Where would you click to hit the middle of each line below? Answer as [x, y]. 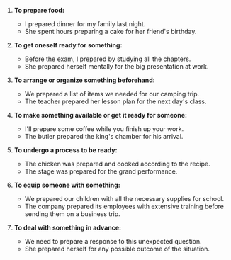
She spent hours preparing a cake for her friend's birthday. [111, 32]
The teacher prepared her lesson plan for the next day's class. [115, 101]
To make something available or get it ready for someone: [101, 115]
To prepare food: [39, 10]
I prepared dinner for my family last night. [85, 24]
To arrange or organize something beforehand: [85, 80]
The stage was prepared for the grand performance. [101, 171]
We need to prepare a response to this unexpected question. [113, 241]
